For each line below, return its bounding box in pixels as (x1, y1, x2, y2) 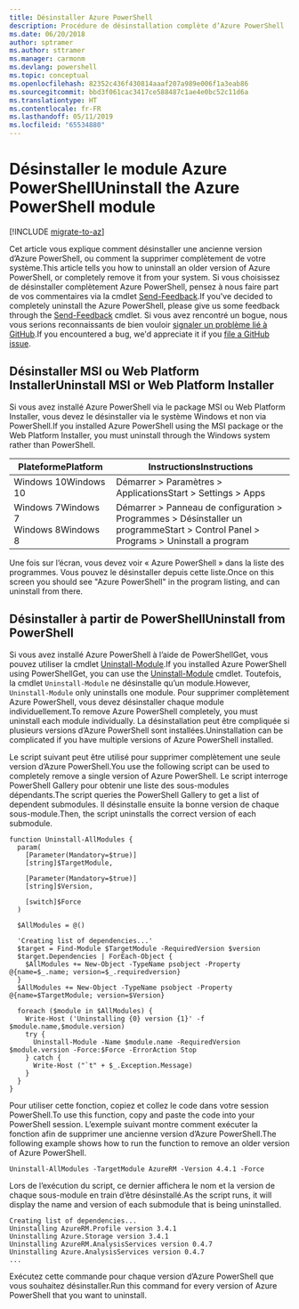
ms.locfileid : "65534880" (9, 121, 105, 130)
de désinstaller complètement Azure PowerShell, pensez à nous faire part (9, 281, 279, 292)
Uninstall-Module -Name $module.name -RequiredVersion (32, 1037, 241, 1046)
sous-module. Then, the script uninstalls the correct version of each (9, 808, 256, 819)
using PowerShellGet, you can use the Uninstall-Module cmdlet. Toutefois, (9, 668, 282, 679)
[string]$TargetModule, (25, 858, 114, 867)
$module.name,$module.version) (9, 1021, 125, 1031)
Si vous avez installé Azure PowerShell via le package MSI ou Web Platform (9, 402, 287, 412)
